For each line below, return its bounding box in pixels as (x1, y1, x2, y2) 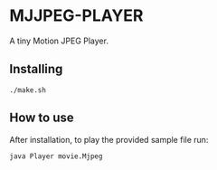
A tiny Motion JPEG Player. (9, 35, 108, 46)
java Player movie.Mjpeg (9, 151, 103, 161)
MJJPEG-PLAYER (9, 5, 144, 26)
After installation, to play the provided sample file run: (9, 134, 209, 145)
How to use (9, 110, 74, 126)
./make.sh (9, 85, 47, 95)
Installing (9, 61, 63, 77)
